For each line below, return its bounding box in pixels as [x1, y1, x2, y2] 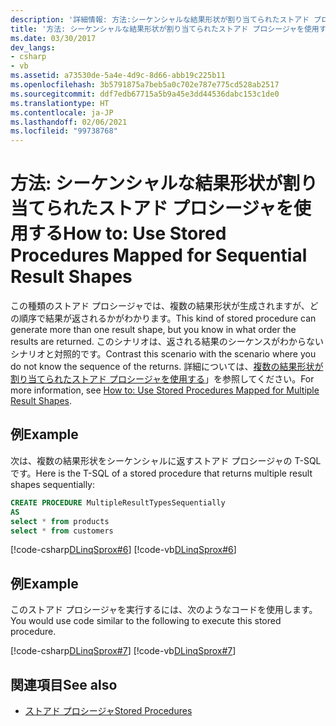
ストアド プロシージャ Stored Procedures [24, 705, 193, 716]
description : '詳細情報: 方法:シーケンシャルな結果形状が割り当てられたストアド [10, 14, 310, 25]
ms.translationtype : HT [10, 98, 110, 108]
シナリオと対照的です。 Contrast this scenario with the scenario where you [10, 348, 317, 360]
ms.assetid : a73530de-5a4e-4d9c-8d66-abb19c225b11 [10, 71, 226, 81]
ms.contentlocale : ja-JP [10, 107, 114, 118]
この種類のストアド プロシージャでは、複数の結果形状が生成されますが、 [10, 300, 310, 312]
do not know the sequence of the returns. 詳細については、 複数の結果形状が [10, 361, 324, 373]
